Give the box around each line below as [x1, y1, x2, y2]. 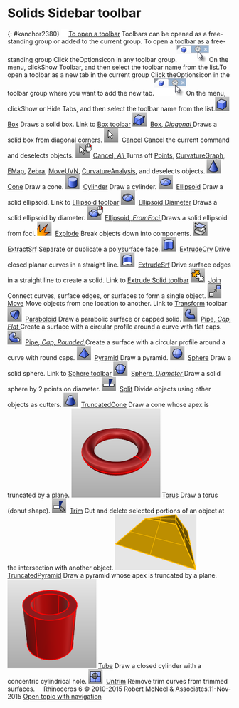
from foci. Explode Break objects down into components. [7, 229, 192, 237]
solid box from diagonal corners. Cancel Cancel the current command [7, 135, 230, 144]
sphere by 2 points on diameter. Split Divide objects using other [7, 384, 211, 393]
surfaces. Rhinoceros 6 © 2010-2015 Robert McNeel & [7, 684, 174, 693]
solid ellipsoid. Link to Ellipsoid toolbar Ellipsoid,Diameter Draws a [7, 197, 218, 206]
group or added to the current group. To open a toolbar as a [34, 37, 210, 46]
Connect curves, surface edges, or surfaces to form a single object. [7, 291, 206, 300]
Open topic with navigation [23, 692, 102, 700]
